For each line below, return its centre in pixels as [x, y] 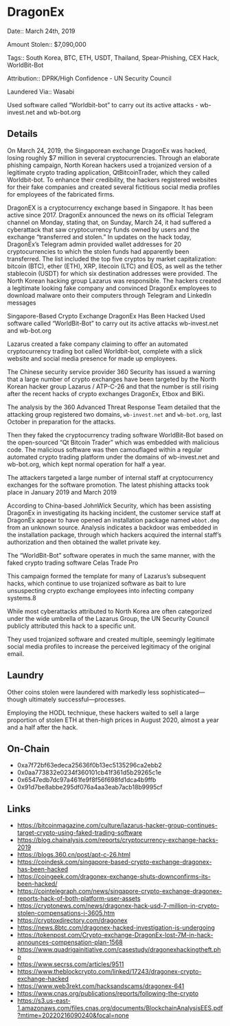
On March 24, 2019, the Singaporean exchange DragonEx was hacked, [107, 150]
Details [22, 134]
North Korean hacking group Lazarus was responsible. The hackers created [114, 281]
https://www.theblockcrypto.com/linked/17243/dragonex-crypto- [109, 972]
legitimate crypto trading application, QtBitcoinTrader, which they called [108, 172]
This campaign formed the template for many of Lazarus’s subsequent [106, 576]
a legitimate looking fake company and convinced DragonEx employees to [112, 288]
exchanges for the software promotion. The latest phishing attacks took [108, 485]
